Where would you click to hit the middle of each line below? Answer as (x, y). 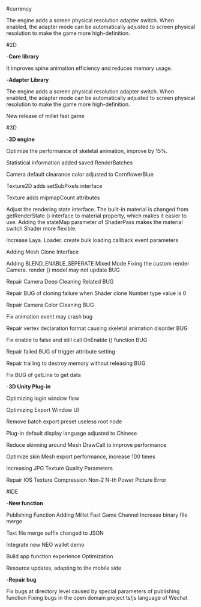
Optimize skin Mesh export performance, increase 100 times (81, 456)
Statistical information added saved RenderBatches (70, 163)
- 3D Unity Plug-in (28, 387)
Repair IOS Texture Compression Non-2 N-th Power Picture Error (86, 480)
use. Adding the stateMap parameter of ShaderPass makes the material (94, 222)
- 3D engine (20, 139)
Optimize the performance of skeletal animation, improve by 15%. (87, 151)
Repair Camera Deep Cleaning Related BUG (60, 282)
